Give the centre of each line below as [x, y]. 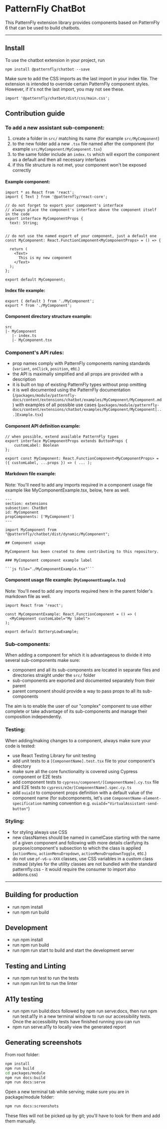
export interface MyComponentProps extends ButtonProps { [66, 441]
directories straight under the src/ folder [54, 675]
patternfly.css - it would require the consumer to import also [74, 869]
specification [27, 804]
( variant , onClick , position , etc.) [46, 369]
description [24, 379]
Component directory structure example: [48, 317]
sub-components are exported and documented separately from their [83, 680]
